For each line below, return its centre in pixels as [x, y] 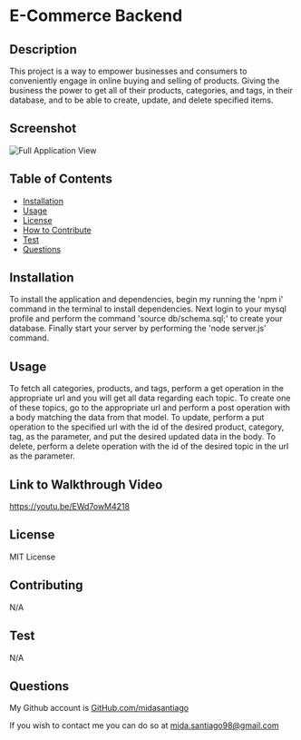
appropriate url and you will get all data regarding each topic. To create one [150, 398]
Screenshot [43, 128]
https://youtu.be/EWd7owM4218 [69, 507]
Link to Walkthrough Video [86, 484]
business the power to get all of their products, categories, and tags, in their [151, 90]
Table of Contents [61, 179]
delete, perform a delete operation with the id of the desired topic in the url [149, 447]
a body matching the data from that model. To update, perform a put [137, 418]
